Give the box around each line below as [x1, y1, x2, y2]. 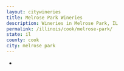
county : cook [6, 37, 40, 43]
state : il [6, 32, 32, 38]
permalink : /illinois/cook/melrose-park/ [6, 25, 113, 32]
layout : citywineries [6, 8, 61, 15]
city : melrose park [6, 43, 56, 49]
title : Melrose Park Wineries [6, 15, 83, 21]
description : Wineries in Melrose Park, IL [6, 20, 119, 26]
